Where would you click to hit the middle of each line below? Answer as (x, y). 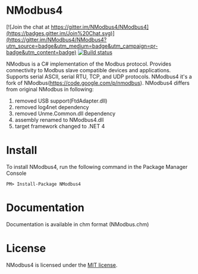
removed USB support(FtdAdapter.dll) (61, 101)
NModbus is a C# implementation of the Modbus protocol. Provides (89, 64)
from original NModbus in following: (50, 89)
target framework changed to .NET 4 (60, 126)
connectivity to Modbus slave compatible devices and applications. (89, 70)
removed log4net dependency (52, 107)
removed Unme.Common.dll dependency (65, 113)
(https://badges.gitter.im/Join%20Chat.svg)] (60, 33)
